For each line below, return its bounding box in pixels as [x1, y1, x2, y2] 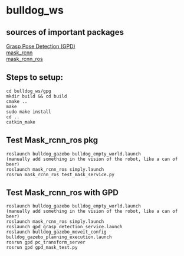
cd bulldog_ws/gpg [6, 88, 51, 94]
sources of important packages [6, 27, 124, 37]
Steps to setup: [6, 72, 64, 83]
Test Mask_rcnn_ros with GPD [6, 187, 119, 198]
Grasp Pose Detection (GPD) [6, 43, 75, 50]
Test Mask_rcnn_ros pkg [6, 135, 98, 145]
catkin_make [6, 119, 35, 125]
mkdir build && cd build [6, 93, 67, 99]
